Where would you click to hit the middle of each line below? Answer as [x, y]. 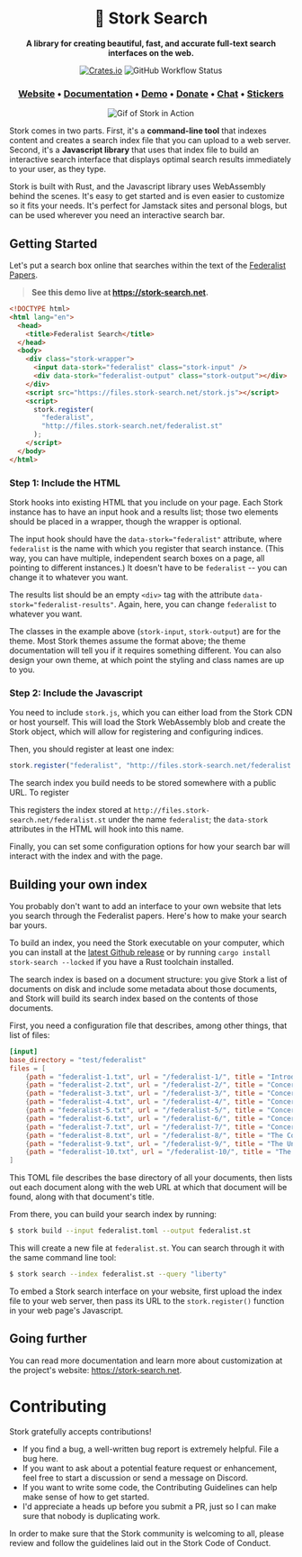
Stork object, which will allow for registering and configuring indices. [136, 732]
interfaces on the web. [151, 52]
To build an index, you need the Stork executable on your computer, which [147, 942]
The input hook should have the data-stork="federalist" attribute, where [146, 539]
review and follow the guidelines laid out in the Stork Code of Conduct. [140, 1543]
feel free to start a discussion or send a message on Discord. [135, 1478]
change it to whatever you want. [69, 577]
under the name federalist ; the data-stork [188, 820]
